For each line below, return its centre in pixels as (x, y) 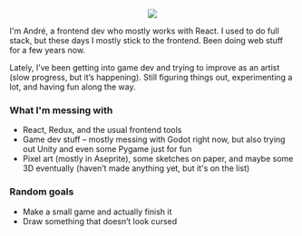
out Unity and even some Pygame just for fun (107, 149)
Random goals (42, 192)
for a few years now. (48, 50)
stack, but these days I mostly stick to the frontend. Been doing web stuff (146, 40)
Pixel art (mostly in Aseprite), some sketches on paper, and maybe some (158, 159)
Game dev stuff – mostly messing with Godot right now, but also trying (154, 139)
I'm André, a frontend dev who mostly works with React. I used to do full (144, 31)
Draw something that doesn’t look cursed (100, 221)
